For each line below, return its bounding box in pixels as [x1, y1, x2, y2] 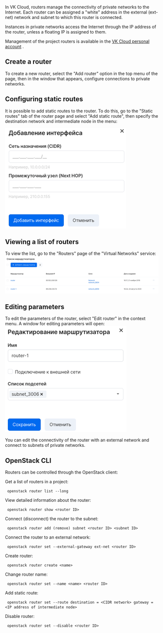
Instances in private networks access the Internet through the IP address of [5, 24, 157, 30]
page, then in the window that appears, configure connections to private [5, 75, 150, 82]
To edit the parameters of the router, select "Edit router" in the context [5, 316, 146, 321]
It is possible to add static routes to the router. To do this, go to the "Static [5, 108, 153, 114]
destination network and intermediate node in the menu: [5, 118, 118, 124]
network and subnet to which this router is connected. [14, 15, 123, 20]
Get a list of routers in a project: [5, 479, 69, 485]
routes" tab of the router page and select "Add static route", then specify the [5, 113, 158, 119]
